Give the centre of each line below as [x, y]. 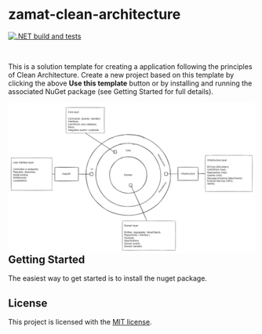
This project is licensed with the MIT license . [80, 322]
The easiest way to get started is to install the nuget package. [108, 278]
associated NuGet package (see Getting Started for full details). [111, 91]
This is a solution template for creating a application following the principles [130, 66]
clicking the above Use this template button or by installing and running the [130, 83]
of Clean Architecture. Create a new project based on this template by [121, 74]
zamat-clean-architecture [95, 15]
